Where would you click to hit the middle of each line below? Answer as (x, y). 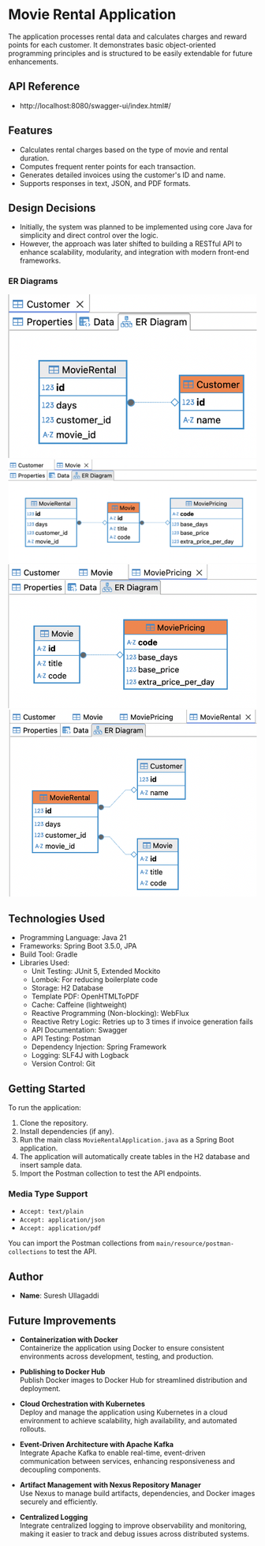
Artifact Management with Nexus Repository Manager (110, 1485)
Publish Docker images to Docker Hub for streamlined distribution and (133, 1380)
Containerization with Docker (69, 1339)
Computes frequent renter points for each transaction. (107, 166)
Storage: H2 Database (67, 988)
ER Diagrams (33, 281)
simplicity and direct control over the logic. (89, 236)
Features (30, 131)
